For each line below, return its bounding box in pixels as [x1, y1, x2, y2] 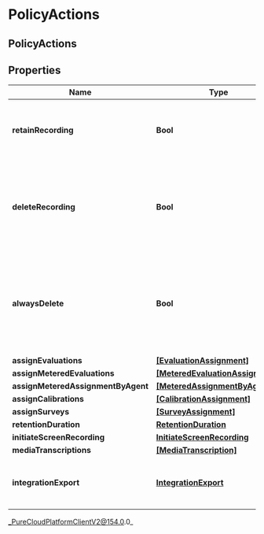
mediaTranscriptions [12, 445, 92, 456]
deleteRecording [12, 202, 76, 213]
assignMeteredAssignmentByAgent [12, 380, 149, 391]
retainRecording [12, 124, 74, 135]
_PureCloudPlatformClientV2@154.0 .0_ [8, 517, 134, 527]
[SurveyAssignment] [156, 406, 236, 417]
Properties [8, 63, 61, 76]
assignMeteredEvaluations [12, 368, 115, 379]
